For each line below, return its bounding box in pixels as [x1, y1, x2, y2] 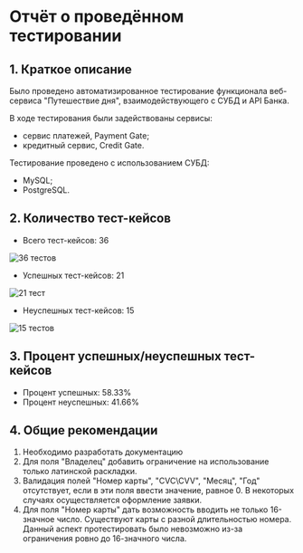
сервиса [9, 95, 43, 106]
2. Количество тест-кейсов [9, 211, 172, 226]
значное [22, 514, 55, 525]
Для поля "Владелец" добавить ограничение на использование [22, 456, 270, 467]
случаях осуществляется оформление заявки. [22, 495, 202, 506]
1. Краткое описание [9, 62, 133, 77]
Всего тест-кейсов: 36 [22, 234, 109, 245]
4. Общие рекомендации [9, 423, 158, 438]
